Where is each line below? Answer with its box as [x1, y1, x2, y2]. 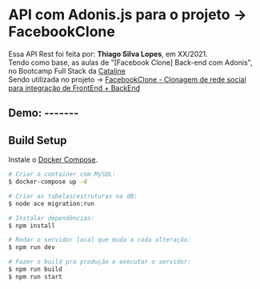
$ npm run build [8, 266, 62, 274]
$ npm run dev [8, 243, 56, 251]
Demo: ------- [8, 106, 79, 120]
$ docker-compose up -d [8, 178, 88, 186]
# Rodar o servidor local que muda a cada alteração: [8, 236, 192, 244]
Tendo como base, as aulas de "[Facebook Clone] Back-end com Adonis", [8, 58, 253, 67]
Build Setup [8, 134, 67, 147]
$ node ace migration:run [8, 199, 94, 207]
